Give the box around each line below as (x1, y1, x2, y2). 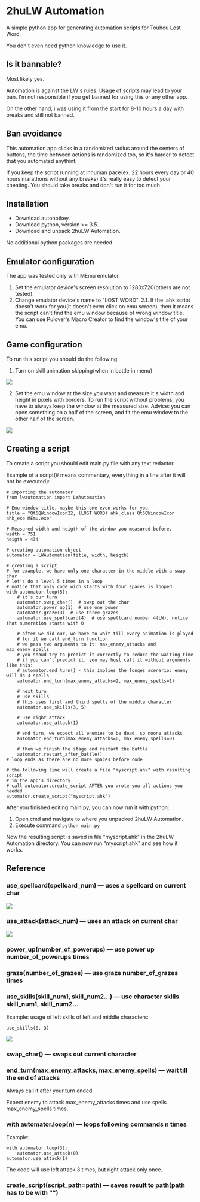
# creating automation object (6, 547, 82, 553)
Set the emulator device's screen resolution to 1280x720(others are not (14, 284, 190, 291)
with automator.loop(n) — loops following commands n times (6, 1120, 187, 1128)
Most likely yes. (6, 75, 45, 82)
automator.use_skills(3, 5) (17, 704, 87, 710)
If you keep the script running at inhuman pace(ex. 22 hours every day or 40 (6, 169, 194, 176)
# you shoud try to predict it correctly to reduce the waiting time (17, 652, 194, 658)
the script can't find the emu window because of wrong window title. (14, 310, 184, 317)
